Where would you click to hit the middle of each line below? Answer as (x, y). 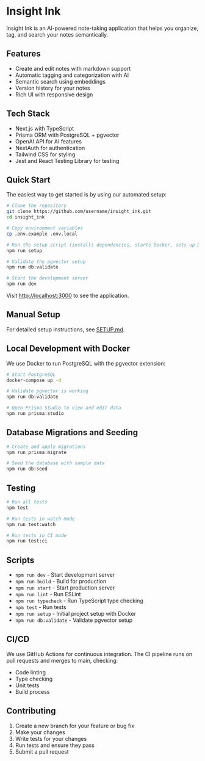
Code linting (30, 672)
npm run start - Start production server (65, 588)
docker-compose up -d (34, 380)
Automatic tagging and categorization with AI (72, 75)
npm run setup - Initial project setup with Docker (75, 614)
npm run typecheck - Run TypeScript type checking (79, 601)
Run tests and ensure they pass (55, 745)
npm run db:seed (27, 469)
